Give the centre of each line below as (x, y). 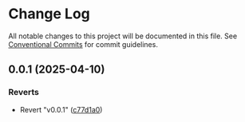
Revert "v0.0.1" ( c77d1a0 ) (61, 109)
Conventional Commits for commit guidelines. (83, 44)
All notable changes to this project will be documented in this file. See (123, 36)
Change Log (49, 14)
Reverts (24, 92)
